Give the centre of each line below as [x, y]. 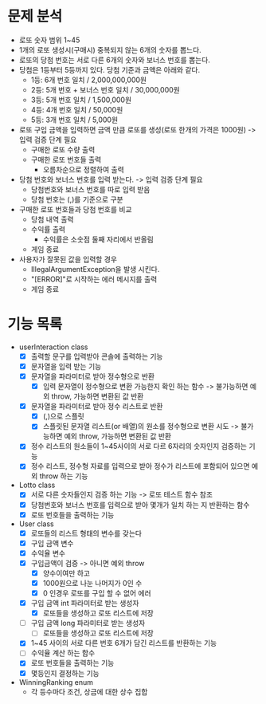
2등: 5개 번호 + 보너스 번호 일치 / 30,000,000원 [105, 89]
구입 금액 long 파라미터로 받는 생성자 [88, 623]
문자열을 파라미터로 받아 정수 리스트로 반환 [97, 407]
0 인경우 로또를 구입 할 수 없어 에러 [97, 593]
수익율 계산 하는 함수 [63, 653]
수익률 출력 [48, 229]
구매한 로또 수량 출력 [63, 149]
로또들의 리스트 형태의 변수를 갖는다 [86, 533]
